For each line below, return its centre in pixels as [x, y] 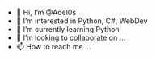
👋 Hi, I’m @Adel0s [46, 12]
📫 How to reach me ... [53, 47]
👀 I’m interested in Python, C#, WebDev [82, 21]
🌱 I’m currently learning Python [67, 29]
